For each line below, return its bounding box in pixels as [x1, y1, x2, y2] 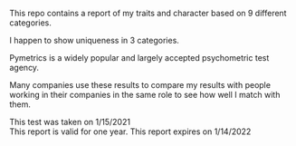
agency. [9, 63, 39, 73]
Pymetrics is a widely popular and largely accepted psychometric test [9, 53, 270, 63]
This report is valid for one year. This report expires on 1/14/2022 [9, 126, 252, 137]
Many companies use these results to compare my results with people [9, 80, 272, 90]
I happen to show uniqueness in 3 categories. [9, 35, 179, 45]
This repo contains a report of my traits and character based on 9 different [9, 8, 287, 18]
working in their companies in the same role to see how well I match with [9, 90, 281, 100]
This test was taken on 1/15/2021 [9, 117, 131, 127]
